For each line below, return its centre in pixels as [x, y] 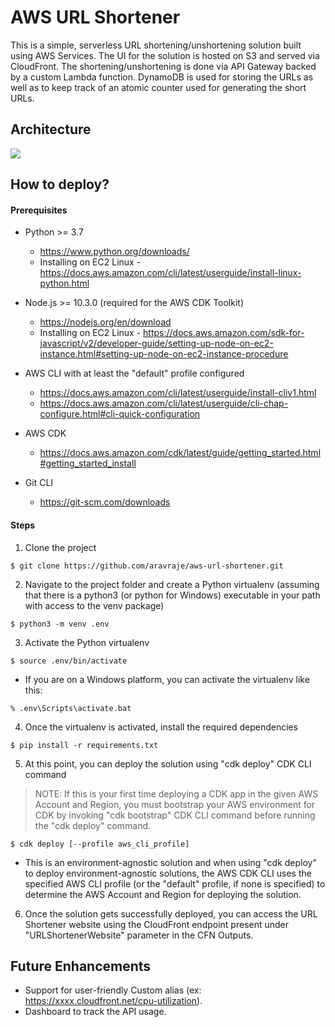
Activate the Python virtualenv [87, 642]
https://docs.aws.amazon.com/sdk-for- [224, 333]
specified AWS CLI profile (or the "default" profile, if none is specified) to [175, 883]
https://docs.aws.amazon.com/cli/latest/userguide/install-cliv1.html [178, 393]
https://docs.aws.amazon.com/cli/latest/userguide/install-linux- [170, 273]
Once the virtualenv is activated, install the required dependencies [161, 727]
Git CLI [39, 483]
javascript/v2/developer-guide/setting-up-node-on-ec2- [156, 343]
